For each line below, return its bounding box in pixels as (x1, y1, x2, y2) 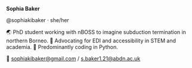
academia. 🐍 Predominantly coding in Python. (6, 44, 118, 50)
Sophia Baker (6, 5, 40, 12)
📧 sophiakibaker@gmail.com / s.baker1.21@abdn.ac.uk (6, 55, 141, 62)
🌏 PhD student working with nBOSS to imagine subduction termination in (6, 29, 187, 35)
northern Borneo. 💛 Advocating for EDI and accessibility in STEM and (6, 37, 176, 44)
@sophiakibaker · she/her (6, 17, 70, 23)
